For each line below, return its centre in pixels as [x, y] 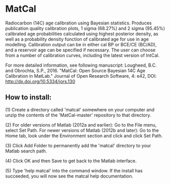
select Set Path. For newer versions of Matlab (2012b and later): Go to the [82, 130]
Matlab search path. [26, 151]
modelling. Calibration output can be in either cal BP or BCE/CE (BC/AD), [81, 44]
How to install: [28, 97]
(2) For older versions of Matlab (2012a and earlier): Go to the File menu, [81, 125]
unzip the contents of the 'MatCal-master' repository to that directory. [78, 115]
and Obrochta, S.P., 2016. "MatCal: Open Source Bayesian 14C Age [75, 70]
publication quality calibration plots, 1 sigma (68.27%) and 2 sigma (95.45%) [85, 28]
